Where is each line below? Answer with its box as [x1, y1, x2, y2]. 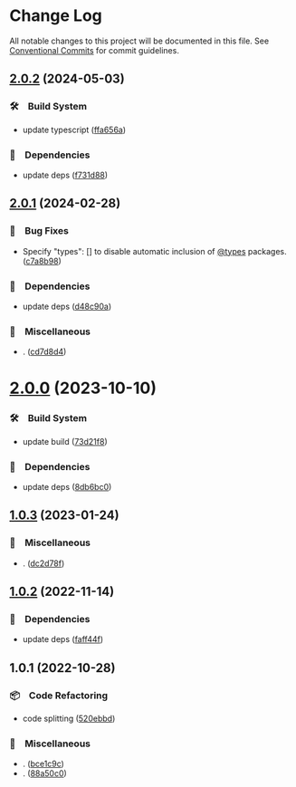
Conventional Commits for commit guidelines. [9, 44, 179, 55]
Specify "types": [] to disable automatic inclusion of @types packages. [22, 245, 287, 256]
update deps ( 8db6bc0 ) [22, 481, 112, 492]
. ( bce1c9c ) [22, 758, 65, 770]
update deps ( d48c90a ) [22, 301, 111, 312]
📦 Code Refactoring [9, 689, 109, 702]
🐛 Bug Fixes [9, 225, 70, 237]
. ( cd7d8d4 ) [22, 346, 67, 358]
